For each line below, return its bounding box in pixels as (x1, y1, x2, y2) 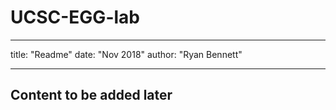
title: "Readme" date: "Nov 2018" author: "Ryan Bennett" (10, 48, 243, 60)
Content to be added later (10, 87, 173, 104)
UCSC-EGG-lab (10, 6, 140, 29)
